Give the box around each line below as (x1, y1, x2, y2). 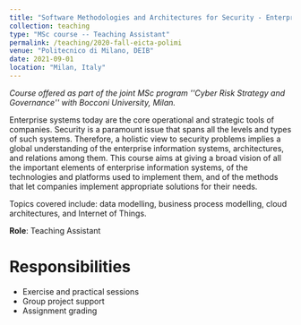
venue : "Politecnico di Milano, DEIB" (9, 47, 154, 56)
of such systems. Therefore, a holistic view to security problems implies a (9, 133, 281, 144)
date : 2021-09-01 (9, 55, 74, 64)
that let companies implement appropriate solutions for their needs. (9, 181, 258, 192)
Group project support (21, 295, 105, 306)
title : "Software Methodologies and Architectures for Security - (9, 13, 262, 22)
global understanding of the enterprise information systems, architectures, (9, 142, 285, 153)
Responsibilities (9, 257, 132, 278)
